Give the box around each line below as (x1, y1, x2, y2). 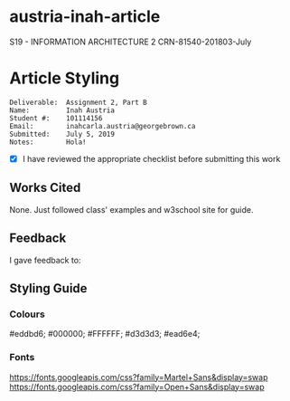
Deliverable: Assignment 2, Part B (9, 98, 147, 107)
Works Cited (9, 180, 81, 196)
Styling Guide (9, 281, 88, 296)
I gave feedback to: (9, 254, 81, 265)
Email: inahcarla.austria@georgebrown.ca (9, 121, 196, 130)
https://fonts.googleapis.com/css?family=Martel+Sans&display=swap (9, 371, 268, 382)
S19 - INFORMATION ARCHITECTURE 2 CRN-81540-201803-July (9, 36, 252, 47)
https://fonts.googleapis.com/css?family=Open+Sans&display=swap (9, 381, 265, 392)
